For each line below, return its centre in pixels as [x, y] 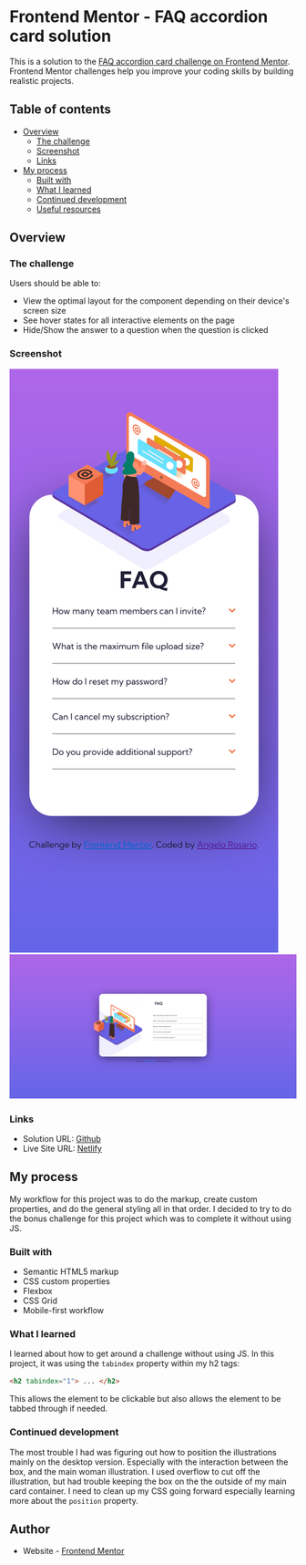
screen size [44, 311]
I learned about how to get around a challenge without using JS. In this [142, 1354]
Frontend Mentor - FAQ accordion [139, 17]
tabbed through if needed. [59, 1409]
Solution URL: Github [62, 1139]
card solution [61, 36]
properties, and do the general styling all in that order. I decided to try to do [151, 1208]
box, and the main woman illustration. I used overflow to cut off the [135, 1471]
